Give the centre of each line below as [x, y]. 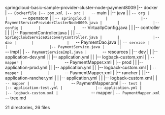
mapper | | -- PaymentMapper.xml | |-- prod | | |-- [74, 62]
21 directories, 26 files [28, 107]
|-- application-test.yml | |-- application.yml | [73, 88]
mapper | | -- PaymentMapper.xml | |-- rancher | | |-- [78, 73]
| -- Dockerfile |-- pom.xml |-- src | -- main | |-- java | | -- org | [77, 13]
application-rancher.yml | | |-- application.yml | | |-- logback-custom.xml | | [81, 78]
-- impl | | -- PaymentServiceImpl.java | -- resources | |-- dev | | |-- [82, 52]
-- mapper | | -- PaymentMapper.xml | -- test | [73, 83]
